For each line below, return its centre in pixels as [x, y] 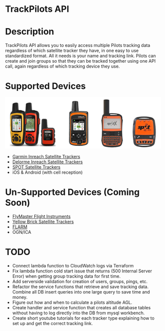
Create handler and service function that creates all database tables [81, 307]
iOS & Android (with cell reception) [47, 172]
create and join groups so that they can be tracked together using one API [80, 61]
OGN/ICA [21, 232]
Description [30, 32]
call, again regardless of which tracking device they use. [62, 66]
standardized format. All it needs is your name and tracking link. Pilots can [81, 56]
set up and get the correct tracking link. [52, 323]
